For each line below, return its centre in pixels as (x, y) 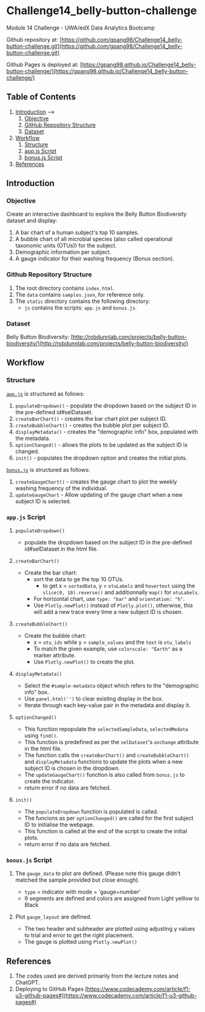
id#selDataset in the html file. (61, 549)
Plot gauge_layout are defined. (53, 917)
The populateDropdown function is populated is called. (91, 812)
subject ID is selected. (43, 501)
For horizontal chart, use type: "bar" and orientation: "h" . (109, 599)
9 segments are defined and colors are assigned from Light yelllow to (112, 898)
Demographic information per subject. (63, 252)
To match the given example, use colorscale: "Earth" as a (108, 649)
